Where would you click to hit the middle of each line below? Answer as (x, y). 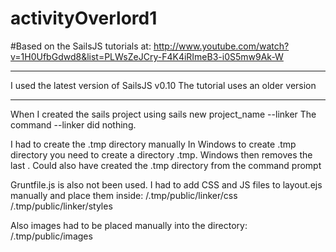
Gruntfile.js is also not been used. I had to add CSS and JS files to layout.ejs (166, 184)
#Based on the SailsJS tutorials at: (81, 46)
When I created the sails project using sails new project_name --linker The (163, 114)
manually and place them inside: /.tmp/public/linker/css (124, 195)
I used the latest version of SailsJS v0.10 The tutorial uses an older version (163, 85)
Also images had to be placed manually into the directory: (129, 225)
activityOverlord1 (84, 18)
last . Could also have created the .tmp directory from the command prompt (166, 165)
